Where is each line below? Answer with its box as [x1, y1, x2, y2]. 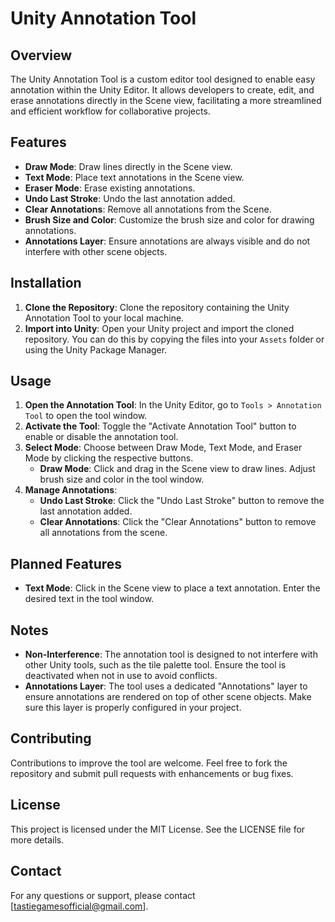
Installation [10, 275, 82, 292]
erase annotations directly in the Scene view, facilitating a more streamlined [10, 95, 322, 106]
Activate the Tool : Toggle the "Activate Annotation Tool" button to [24, 420, 297, 432]
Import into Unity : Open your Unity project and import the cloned [24, 322, 295, 334]
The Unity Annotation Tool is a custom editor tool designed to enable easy [10, 73, 316, 85]
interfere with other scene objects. [24, 245, 168, 257]
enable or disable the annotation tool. [24, 431, 179, 443]
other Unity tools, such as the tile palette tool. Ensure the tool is [24, 659, 287, 671]
